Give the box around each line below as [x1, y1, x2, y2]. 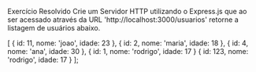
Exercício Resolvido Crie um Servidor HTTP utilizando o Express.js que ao [7, 7, 247, 16]
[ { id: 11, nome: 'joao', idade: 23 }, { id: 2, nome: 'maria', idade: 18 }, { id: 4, [7, 38, 249, 48]
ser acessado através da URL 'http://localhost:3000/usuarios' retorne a [7, 15, 239, 24]
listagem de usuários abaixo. [7, 23, 101, 32]
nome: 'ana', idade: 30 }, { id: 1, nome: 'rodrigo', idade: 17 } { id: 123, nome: [7, 47, 249, 56]
